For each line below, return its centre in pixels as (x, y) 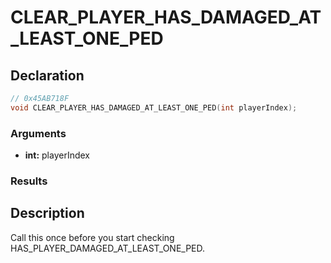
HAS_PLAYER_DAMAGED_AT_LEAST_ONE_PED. (108, 248)
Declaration (47, 75)
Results (29, 181)
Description (47, 213)
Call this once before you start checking (92, 237)
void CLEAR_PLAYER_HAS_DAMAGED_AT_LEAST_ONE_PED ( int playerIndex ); (154, 107)
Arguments (38, 133)
